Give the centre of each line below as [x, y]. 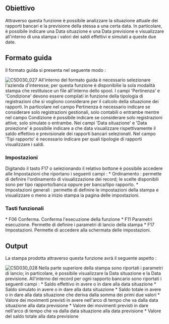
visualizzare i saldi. [25, 144]
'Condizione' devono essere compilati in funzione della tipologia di [74, 96]
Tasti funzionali [24, 208]
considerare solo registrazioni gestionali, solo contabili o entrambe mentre [82, 112]
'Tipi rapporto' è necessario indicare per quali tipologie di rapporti [74, 139]
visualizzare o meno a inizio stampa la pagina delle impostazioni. [72, 195]
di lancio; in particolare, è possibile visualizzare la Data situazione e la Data [83, 273]
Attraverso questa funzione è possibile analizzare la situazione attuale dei [81, 20]
